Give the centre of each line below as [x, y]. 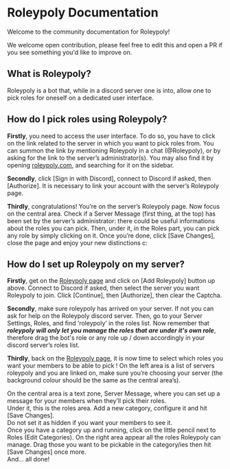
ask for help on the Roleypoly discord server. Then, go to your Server [105, 316]
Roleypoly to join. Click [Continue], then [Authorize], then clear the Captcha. [115, 295]
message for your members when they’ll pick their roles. [87, 401]
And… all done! [28, 459]
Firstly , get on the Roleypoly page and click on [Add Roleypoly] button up [111, 281]
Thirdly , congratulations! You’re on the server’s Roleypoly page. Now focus [114, 206]
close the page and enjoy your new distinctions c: [77, 242]
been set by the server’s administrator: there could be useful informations [111, 220]
